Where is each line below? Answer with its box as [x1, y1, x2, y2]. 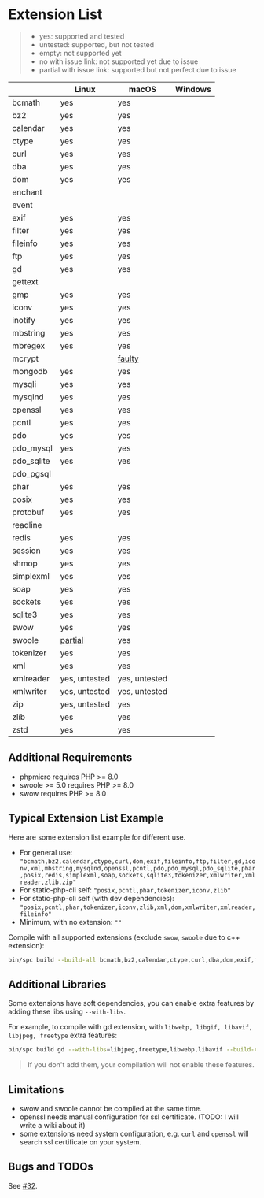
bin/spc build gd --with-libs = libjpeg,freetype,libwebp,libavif [8, 1046, 223, 1054]
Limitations [8, 1083, 64, 1096]
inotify [12, 314, 35, 325]
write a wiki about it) [19, 1120, 86, 1129]
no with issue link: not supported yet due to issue [38, 57, 199, 66]
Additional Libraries [8, 977, 107, 991]
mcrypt [12, 353, 39, 364]
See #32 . [8, 1181, 38, 1190]
